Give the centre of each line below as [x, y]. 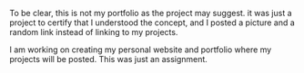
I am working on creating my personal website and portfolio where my [141, 50]
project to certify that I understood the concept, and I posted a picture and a [152, 23]
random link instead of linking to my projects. [94, 32]
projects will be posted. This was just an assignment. [108, 59]
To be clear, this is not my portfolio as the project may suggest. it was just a [151, 13]
